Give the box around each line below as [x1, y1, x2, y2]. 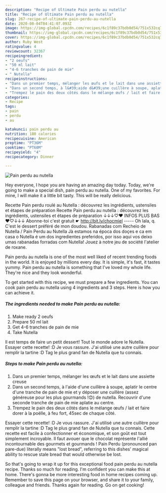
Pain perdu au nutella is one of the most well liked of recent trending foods [5, 254, 157, 260]
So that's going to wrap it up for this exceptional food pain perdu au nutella [5, 461, 158, 467]
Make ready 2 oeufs [12, 313, 53, 320]
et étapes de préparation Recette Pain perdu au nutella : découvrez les [5, 207, 149, 213]
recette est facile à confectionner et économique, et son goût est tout [5, 430, 147, 436]
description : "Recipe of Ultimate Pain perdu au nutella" [5, 7, 127, 12]
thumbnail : [5, 30, 28, 35]
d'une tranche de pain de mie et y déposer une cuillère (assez [12, 389, 139, 395]
